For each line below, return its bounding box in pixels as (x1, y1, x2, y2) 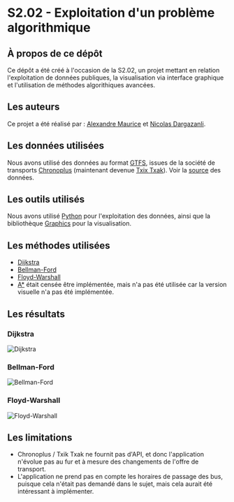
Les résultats (7, 308, 65, 320)
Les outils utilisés (7, 193, 85, 205)
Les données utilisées (7, 140, 105, 152)
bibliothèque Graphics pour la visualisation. (7, 219, 131, 228)
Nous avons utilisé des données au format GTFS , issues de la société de (7, 158, 215, 167)
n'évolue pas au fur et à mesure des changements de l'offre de (17, 457, 199, 466)
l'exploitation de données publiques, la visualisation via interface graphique (7, 73, 224, 82)
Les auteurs (7, 101, 60, 113)
